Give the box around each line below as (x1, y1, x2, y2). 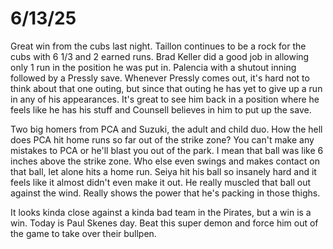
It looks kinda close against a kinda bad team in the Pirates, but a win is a (10, 206, 312, 218)
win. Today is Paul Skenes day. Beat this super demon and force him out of (10, 217, 319, 229)
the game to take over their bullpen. (10, 227, 157, 239)
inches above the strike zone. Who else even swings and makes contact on (10, 155, 320, 167)
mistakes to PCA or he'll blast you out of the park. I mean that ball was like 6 (10, 144, 324, 156)
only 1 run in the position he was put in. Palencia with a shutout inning (10, 61, 297, 73)
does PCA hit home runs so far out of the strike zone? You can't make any (10, 133, 315, 146)
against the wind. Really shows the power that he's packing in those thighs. (10, 187, 321, 199)
